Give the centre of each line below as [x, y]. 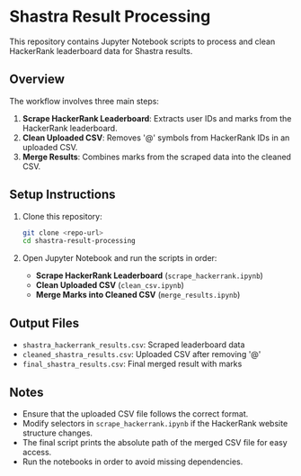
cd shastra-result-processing [79, 241]
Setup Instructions [62, 195]
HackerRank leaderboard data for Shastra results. [101, 50]
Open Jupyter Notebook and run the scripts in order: [120, 258]
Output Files [44, 323]
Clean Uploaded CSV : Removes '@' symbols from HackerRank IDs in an [156, 138]
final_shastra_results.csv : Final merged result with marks [132, 364]
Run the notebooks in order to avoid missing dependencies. [133, 462]
